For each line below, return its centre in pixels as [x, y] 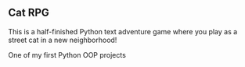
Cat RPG [29, 13]
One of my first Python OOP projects [67, 55]
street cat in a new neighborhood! [63, 40]
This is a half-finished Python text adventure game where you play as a [123, 31]
